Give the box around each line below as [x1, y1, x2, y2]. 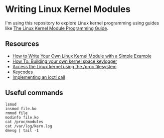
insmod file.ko [5, 106, 37, 111]
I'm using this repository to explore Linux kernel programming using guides [5, 20, 160, 26]
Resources [5, 40, 39, 48]
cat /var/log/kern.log [5, 124, 52, 129]
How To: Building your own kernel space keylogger [12, 58, 117, 64]
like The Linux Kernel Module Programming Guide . [5, 25, 109, 31]
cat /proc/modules [5, 119, 43, 124]
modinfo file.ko [5, 115, 39, 120]
